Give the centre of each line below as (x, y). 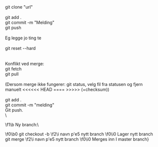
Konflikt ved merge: (25, 64)
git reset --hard (20, 48)
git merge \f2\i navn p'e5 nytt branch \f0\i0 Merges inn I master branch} (77, 139)
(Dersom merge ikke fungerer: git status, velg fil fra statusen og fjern (74, 84)
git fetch (13, 69)
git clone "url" (19, 7)
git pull (12, 74)
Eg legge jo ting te (23, 38)
